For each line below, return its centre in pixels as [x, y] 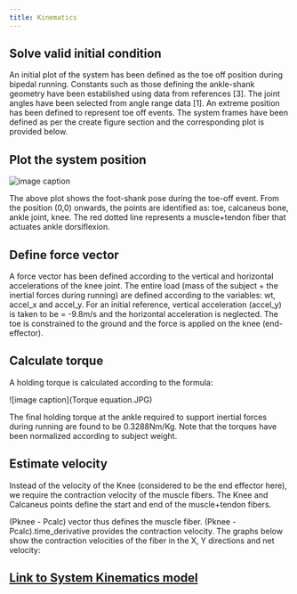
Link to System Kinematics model [104, 578]
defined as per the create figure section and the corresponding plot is [137, 122]
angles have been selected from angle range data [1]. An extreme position [144, 103]
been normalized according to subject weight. [93, 435]
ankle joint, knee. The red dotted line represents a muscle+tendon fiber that [148, 217]
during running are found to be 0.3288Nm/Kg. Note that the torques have [143, 426]
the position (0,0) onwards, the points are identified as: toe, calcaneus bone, [149, 208]
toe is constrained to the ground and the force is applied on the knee [135, 324]
